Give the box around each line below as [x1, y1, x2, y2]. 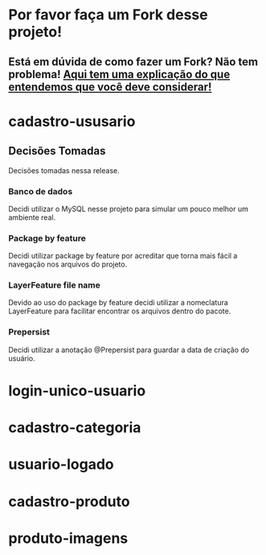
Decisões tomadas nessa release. [8, 165, 120, 175]
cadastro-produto [8, 492, 130, 511]
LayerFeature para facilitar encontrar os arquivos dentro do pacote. [8, 306, 231, 316]
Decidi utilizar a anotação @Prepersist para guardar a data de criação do [8, 345, 250, 354]
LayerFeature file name [8, 280, 100, 291]
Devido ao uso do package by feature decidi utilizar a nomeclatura [8, 298, 229, 308]
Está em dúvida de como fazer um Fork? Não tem [8, 55, 259, 68]
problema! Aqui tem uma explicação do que [8, 67, 231, 81]
